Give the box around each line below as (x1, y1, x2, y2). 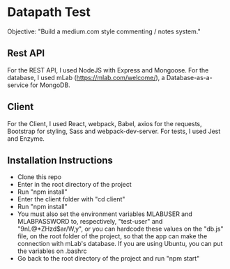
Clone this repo (17, 173, 61, 181)
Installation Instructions (7, 154, 114, 166)
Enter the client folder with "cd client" (17, 195, 125, 203)
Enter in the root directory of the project (17, 180, 132, 189)
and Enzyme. (7, 134, 45, 143)
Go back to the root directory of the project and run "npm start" (17, 254, 200, 263)
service (7, 81, 29, 89)
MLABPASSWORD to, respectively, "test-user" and (17, 217, 163, 226)
